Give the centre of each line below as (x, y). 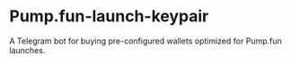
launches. (27, 50)
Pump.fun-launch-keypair (109, 16)
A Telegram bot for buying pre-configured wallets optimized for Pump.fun (145, 41)
